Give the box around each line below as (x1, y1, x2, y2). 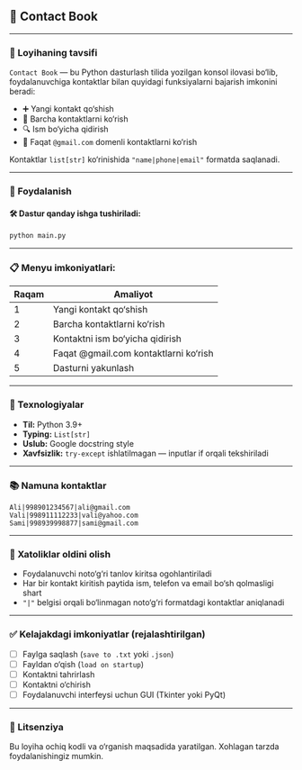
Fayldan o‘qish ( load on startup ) (22, 658, 145, 669)
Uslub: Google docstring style (22, 438, 135, 448)
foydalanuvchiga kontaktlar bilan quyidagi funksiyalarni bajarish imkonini (9, 77, 278, 87)
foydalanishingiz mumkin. (9, 751, 103, 762)
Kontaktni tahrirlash (22, 668, 95, 680)
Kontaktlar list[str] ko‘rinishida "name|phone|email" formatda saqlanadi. (9, 154, 280, 165)
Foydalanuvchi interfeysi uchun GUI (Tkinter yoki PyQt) (22, 689, 226, 700)
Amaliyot (113, 288, 154, 301)
